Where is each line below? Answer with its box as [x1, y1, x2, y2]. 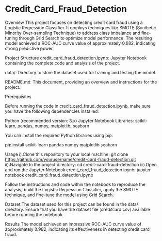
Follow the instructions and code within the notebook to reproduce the [5, 181, 146, 187]
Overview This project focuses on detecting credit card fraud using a [5, 20, 143, 25]
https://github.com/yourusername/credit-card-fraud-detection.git [5, 156, 136, 162]
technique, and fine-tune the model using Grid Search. [5, 192, 114, 198]
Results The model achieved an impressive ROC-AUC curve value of [5, 221, 142, 227]
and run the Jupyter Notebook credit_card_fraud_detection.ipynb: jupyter [5, 167, 151, 173]
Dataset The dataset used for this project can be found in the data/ [5, 201, 138, 207]
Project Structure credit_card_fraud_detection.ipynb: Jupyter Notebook [5, 55, 147, 60]
